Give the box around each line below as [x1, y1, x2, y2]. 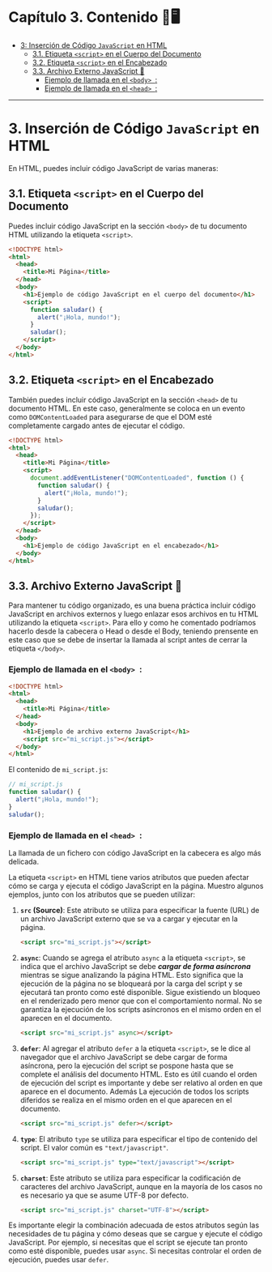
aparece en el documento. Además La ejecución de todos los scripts [19, 1086, 249, 1096]
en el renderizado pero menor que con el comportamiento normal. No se [19, 996, 263, 1005]
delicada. [8, 857, 39, 867]
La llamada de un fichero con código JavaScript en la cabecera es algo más [8, 848, 261, 858]
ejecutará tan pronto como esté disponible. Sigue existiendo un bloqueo [19, 987, 261, 997]
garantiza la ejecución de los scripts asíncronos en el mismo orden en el [19, 1004, 261, 1014]
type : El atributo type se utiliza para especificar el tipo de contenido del [19, 1133, 257, 1144]
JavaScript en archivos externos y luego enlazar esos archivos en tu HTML [8, 609, 259, 619]
